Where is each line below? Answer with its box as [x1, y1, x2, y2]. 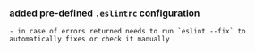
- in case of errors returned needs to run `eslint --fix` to [9, 27, 246, 36]
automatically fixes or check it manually [9, 34, 170, 44]
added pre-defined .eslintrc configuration [9, 7, 200, 19]
